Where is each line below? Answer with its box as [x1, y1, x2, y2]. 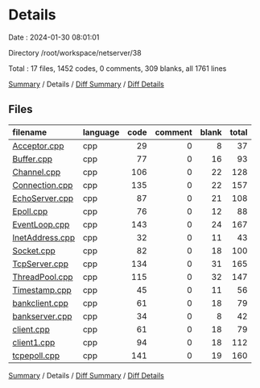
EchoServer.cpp [12, 192, 74, 203]
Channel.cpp [12, 166, 61, 177]
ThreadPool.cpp [12, 271, 74, 282]
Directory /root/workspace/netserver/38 [8, 48, 142, 57]
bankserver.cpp [12, 311, 72, 322]
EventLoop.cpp [12, 219, 70, 230]
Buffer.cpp [12, 153, 53, 165]
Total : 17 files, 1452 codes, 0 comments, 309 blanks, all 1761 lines [8, 63, 227, 73]
